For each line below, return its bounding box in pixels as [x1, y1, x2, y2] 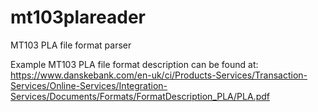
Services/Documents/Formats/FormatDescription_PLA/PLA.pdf [10, 90, 270, 102]
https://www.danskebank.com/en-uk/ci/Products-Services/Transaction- [10, 69, 308, 81]
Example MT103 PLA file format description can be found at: [10, 58, 259, 70]
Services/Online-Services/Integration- [10, 79, 168, 91]
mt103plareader [10, 6, 146, 29]
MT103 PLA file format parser [10, 39, 132, 51]
